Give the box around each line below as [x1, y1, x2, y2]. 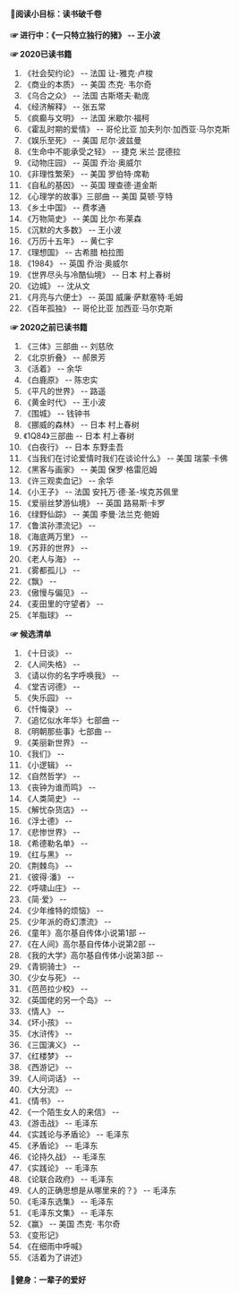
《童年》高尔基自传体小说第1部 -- [22, 928, 147, 938]
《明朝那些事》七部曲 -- [22, 726, 112, 737]
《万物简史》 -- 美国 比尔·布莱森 [22, 213, 142, 224]
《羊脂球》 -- [22, 610, 73, 621]
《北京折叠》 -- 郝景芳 [22, 352, 107, 363]
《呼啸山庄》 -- [22, 883, 81, 894]
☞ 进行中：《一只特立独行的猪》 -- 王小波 [10, 30, 161, 40]
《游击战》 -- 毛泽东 [22, 1118, 98, 1128]
